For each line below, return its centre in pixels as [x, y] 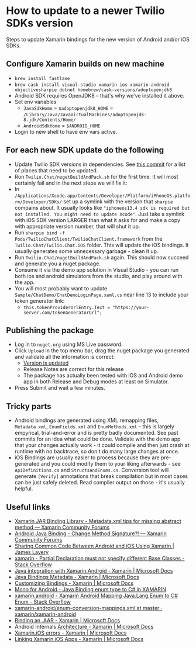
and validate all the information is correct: [65, 357]
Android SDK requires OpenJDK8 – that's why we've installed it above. [99, 95]
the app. [25, 282]
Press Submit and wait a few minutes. [60, 388]
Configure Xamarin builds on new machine [85, 64]
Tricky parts [29, 406]
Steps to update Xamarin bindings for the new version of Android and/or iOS [98, 39]
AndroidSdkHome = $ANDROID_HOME [62, 125]
